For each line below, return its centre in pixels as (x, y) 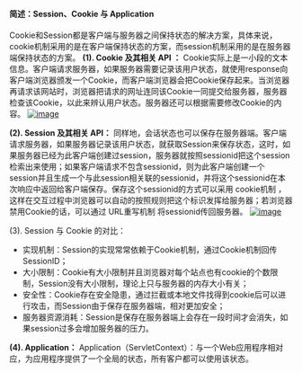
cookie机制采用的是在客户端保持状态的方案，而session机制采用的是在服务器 (150, 47)
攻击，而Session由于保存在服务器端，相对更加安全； (128, 306)
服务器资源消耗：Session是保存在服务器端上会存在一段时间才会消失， (151, 317)
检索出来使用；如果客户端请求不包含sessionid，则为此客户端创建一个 (137, 167)
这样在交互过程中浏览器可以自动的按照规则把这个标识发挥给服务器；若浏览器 (151, 200)
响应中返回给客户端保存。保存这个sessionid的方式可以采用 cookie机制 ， (151, 190)
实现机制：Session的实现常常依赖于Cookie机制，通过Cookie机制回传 (150, 250)
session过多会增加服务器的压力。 (92, 329)
